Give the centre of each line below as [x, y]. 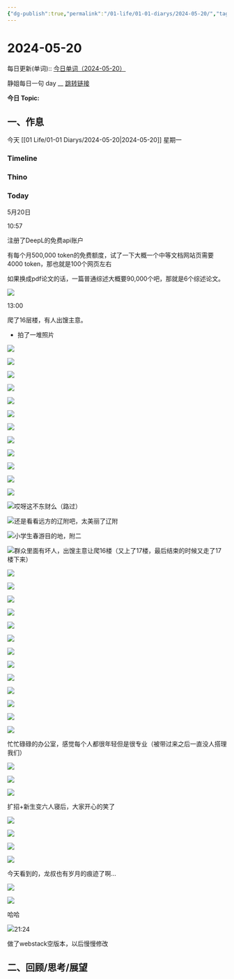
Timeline [22, 159]
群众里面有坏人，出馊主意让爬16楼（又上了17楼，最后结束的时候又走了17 [118, 550]
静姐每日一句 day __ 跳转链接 [48, 83]
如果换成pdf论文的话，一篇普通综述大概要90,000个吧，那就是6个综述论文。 [116, 279]
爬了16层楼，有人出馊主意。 [47, 320]
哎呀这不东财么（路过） [48, 506]
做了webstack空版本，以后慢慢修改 [58, 943]
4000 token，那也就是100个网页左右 [60, 264]
